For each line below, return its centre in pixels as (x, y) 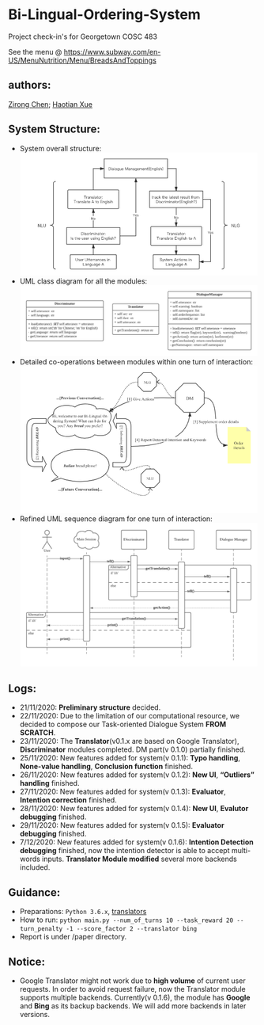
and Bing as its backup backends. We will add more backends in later (133, 1006)
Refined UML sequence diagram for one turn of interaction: (116, 518)
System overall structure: (60, 148)
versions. (34, 1015)
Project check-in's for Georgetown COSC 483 (83, 36)
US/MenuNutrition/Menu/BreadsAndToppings (82, 60)
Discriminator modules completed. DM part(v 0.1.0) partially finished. (133, 749)
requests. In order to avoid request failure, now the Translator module (133, 989)
